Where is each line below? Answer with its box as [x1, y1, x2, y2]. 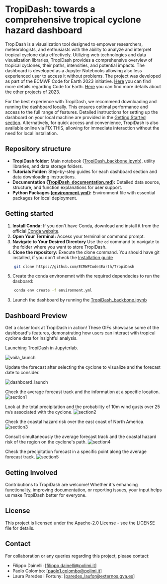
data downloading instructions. [12, 173, 76, 180]
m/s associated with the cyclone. [5, 409, 73, 415]
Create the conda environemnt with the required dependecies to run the [12, 273, 160, 279]
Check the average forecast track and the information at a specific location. [5, 389, 160, 395]
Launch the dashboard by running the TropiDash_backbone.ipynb [12, 297, 147, 303]
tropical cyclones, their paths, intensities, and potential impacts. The [5, 62, 145, 68]
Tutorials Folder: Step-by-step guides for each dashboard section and [12, 168, 158, 174]
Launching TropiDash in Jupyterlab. [5, 345, 79, 351]
